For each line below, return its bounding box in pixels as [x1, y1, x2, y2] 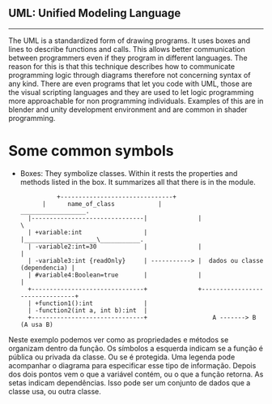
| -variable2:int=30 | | [28, 243, 202, 251]
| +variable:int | [28, 228, 148, 236]
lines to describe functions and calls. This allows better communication [8, 44, 245, 54]
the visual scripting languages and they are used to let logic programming [8, 87, 254, 97]
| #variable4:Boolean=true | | [28, 271, 202, 279]
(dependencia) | [19, 264, 75, 272]
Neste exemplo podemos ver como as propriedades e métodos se [8, 334, 229, 344]
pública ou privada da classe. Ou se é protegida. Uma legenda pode [8, 352, 236, 362]
